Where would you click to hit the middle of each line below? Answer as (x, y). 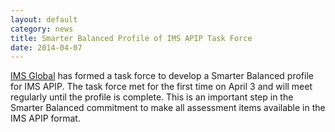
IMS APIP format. (45, 118)
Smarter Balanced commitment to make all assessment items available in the (168, 108)
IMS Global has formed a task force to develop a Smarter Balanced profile (162, 76)
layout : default (44, 19)
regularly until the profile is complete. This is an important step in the (152, 97)
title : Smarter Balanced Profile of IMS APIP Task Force (131, 38)
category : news (42, 29)
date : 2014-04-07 (46, 47)
